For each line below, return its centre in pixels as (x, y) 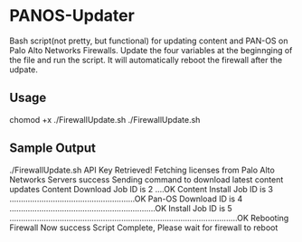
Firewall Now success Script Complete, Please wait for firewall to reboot (144, 228)
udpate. (24, 70)
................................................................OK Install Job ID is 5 (121, 208)
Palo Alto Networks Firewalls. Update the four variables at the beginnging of (151, 50)
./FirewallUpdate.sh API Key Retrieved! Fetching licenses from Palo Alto (142, 170)
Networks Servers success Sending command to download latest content (146, 179)
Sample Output (53, 149)
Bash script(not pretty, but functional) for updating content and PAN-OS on (149, 41)
